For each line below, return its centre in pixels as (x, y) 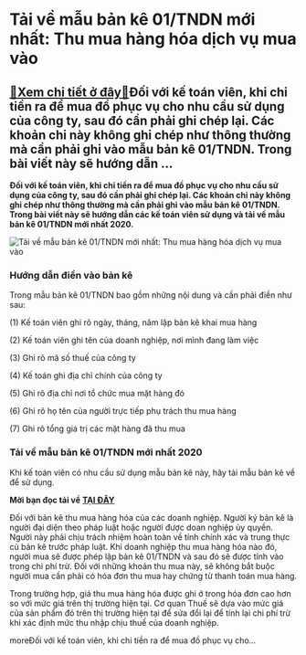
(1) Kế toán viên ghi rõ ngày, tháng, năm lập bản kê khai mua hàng (133, 322)
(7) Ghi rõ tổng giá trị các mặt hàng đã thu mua (97, 428)
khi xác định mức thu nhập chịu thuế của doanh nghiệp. (114, 622)
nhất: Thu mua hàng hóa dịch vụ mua (153, 39)
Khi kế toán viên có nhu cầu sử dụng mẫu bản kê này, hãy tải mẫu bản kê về (152, 472)
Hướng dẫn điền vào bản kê (71, 275)
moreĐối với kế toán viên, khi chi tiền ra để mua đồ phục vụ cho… (133, 640)
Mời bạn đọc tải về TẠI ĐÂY (62, 500)
